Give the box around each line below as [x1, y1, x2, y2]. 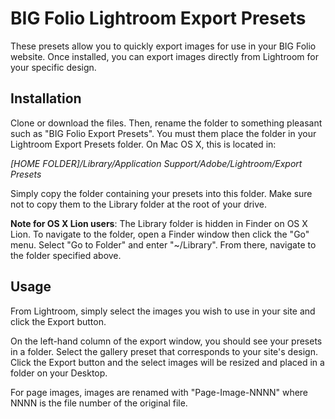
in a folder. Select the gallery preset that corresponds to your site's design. [10, 345, 318, 357]
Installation [10, 90, 82, 107]
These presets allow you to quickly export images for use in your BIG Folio [10, 40, 317, 52]
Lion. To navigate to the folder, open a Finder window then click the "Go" [10, 228, 310, 240]
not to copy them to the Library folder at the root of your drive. [10, 198, 268, 210]
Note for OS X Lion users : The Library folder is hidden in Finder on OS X [10, 217, 308, 229]
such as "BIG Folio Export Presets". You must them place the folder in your [10, 127, 317, 139]
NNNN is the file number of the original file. [10, 397, 188, 409]
